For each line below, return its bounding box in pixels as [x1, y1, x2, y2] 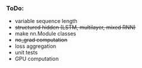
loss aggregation [14, 43, 57, 50]
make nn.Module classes [14, 30, 76, 37]
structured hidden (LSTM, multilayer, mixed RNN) [14, 24, 136, 31]
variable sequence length [14, 18, 78, 25]
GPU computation [14, 55, 59, 63]
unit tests [14, 49, 38, 56]
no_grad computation [14, 37, 67, 44]
